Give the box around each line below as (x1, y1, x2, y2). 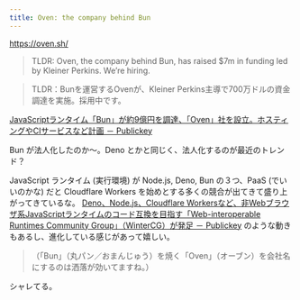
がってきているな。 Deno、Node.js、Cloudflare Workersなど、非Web (9, 197, 266, 208)
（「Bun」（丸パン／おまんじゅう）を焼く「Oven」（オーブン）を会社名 (31, 250, 291, 261)
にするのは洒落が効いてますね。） (31, 261, 154, 272)
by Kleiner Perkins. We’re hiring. (31, 65, 150, 76)
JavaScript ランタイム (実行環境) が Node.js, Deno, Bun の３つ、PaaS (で (9, 175, 280, 186)
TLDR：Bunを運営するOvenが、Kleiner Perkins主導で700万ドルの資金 (31, 83, 291, 95)
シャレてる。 (9, 280, 57, 291)
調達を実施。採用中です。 (31, 95, 126, 105)
